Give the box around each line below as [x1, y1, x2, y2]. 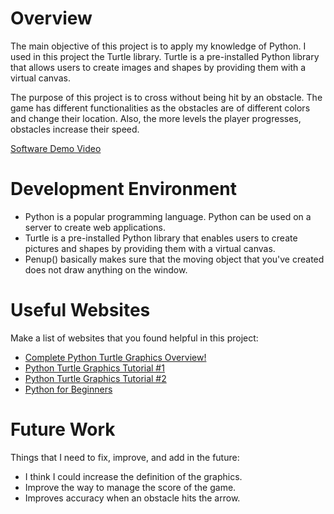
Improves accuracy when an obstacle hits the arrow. [24, 492, 241, 504]
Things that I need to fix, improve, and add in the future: [10, 451, 240, 463]
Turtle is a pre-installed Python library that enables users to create [24, 232, 298, 244]
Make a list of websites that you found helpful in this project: [10, 332, 259, 344]
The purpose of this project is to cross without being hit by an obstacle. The [10, 91, 323, 103]
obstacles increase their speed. [10, 123, 140, 135]
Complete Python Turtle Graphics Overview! [24, 351, 207, 363]
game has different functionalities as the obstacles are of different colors [10, 102, 311, 114]
